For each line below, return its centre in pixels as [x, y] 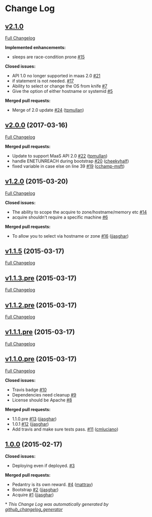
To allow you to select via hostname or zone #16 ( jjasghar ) [70, 236]
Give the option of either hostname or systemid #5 [62, 91]
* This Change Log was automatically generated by [57, 504]
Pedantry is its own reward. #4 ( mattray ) [52, 484]
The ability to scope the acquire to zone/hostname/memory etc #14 [79, 212]
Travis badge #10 [29, 390]
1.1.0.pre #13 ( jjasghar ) [34, 419]
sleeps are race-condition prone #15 [48, 57]
